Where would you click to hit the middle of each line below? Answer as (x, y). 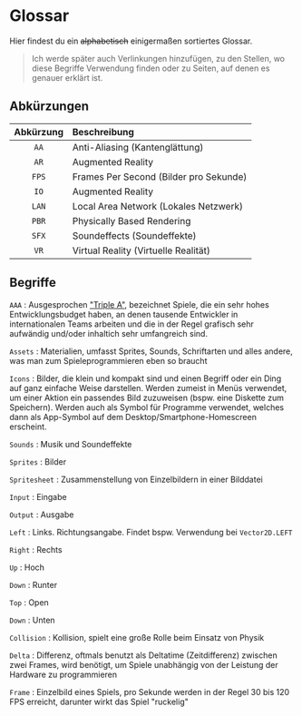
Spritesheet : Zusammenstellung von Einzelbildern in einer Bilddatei (136, 479)
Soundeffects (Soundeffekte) (134, 235)
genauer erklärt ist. (67, 77)
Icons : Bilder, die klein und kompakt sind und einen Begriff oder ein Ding (146, 378)
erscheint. (28, 427)
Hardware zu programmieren (63, 674)
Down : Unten (33, 620)
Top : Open (29, 602)
